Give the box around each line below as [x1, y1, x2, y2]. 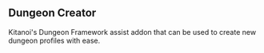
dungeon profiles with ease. [8, 36, 101, 45]
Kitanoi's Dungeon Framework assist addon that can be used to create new [8, 27, 257, 36]
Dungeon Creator [8, 6, 97, 20]
